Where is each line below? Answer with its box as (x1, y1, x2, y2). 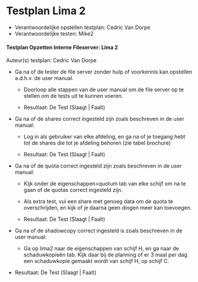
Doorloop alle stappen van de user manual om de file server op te (23, 86, 184, 93)
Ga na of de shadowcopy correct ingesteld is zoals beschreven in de (14, 227, 183, 235)
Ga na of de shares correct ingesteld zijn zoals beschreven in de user (14, 116, 185, 123)
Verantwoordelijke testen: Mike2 (14, 30, 94, 37)
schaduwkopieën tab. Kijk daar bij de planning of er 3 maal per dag (23, 251, 188, 258)
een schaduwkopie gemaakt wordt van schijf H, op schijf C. (23, 258, 170, 265)
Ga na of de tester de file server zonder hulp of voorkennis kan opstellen (14, 68, 193, 75)
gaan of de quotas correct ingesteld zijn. (23, 187, 123, 194)
